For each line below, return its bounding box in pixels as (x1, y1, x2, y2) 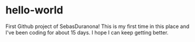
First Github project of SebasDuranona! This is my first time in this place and (5, 23, 190, 30)
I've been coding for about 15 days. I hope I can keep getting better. (5, 29, 169, 36)
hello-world (5, 3, 64, 17)
